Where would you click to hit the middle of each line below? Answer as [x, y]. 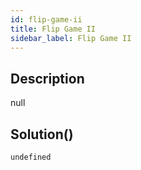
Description [47, 78]
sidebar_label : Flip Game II [71, 38]
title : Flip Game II [53, 29]
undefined [31, 157]
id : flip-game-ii [46, 19]
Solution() [42, 134]
